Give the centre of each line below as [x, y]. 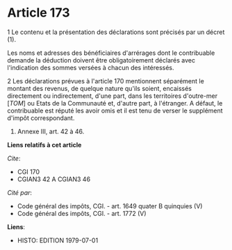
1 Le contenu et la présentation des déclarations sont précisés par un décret [116, 32]
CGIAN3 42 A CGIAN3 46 [54, 179]
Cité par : [20, 192]
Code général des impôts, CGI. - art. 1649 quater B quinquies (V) [110, 206]
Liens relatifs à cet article [44, 144]
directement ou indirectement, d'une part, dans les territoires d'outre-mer [113, 96]
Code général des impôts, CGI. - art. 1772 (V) [82, 213]
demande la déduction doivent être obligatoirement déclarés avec [101, 60]
